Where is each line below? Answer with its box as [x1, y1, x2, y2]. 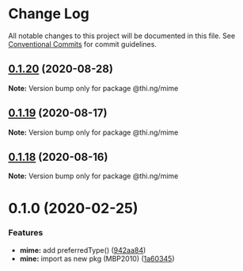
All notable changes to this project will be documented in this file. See [8, 31, 236, 40]
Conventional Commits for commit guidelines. [8, 39, 157, 48]
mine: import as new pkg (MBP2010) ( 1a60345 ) [19, 254, 175, 263]
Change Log [8, 5, 89, 23]
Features [8, 227, 44, 239]
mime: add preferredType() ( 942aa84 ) [19, 245, 146, 254]
